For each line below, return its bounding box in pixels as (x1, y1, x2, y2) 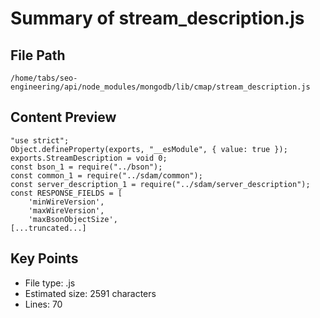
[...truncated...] (10, 223, 87, 233)
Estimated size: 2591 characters (24, 287, 157, 299)
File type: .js (24, 277, 76, 289)
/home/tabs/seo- (10, 73, 78, 83)
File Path (10, 47, 66, 64)
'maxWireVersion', (28, 205, 105, 216)
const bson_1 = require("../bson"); (10, 162, 163, 172)
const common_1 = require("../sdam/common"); (10, 170, 203, 181)
